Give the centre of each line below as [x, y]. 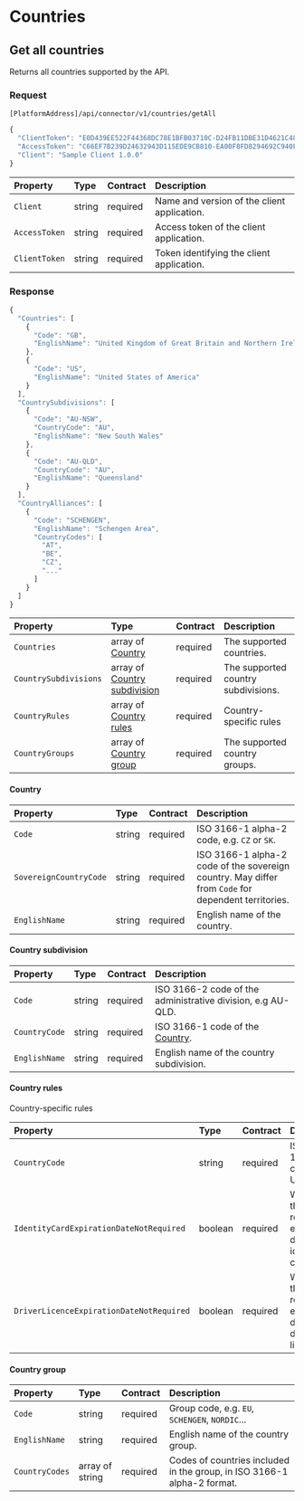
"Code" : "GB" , [60, 335]
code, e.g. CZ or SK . [236, 840]
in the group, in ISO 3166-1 [228, 1472]
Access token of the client [210, 226]
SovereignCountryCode [60, 877]
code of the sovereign [243, 866]
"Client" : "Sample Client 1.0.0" [81, 155]
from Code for [224, 888]
